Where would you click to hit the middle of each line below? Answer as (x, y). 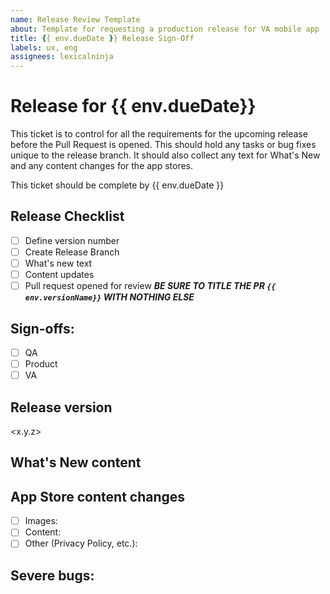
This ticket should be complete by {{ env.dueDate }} (117, 185)
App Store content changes (98, 496)
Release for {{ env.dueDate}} (133, 106)
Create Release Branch (72, 252)
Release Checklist (67, 216)
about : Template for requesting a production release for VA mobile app (165, 29)
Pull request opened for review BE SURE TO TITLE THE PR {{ (150, 286)
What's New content (76, 462)
